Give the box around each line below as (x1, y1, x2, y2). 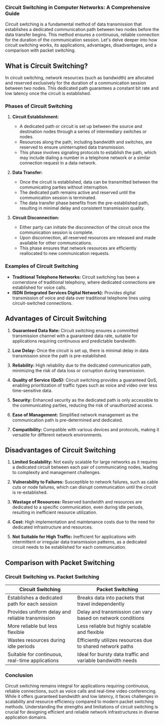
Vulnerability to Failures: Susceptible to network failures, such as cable (12, 479, 159, 485)
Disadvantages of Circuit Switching (5, 446, 116, 454)
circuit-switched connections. (12, 300, 73, 306)
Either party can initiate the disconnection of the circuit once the (19, 224, 150, 230)
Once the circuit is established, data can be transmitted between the (19, 179, 158, 185)
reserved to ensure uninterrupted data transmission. (19, 144, 125, 150)
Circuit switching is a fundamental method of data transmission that (5, 21, 142, 27)
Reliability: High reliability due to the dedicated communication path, (12, 362, 152, 368)
